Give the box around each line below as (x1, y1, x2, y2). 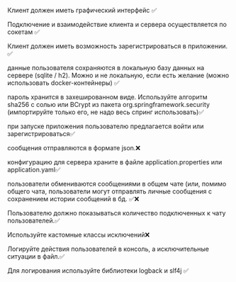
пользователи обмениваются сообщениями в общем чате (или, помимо (7, 180, 227, 188)
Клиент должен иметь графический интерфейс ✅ (7, 6, 157, 14)
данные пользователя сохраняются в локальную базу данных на (7, 64, 205, 72)
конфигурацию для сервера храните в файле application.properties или (7, 158, 223, 166)
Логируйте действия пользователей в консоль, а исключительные (7, 244, 209, 253)
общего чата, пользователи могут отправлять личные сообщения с (7, 187, 213, 196)
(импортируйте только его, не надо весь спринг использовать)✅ (7, 108, 204, 116)
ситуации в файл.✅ (7, 252, 65, 261)
